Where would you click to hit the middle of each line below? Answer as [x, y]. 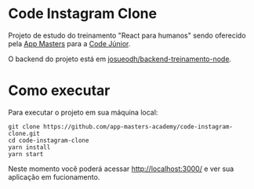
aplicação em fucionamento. [54, 176]
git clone [24, 126]
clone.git [24, 133]
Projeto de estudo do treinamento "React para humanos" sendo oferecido [127, 35]
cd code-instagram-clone [49, 140]
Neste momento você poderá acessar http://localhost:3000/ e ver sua [121, 169]
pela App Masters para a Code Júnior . [69, 43]
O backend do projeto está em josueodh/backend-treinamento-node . [120, 59]
